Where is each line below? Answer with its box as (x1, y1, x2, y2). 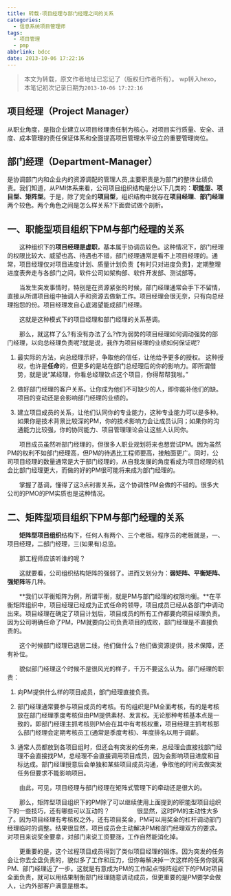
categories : (7, 17, 41, 23)
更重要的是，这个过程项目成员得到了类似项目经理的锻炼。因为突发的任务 (19, 847, 224, 855)
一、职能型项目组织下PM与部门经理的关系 (7, 223, 184, 235)
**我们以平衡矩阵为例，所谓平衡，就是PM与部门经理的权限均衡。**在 (19, 592, 215, 600)
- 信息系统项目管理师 (13, 23, 66, 30)
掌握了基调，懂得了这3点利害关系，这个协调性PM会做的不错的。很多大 (19, 480, 219, 489)
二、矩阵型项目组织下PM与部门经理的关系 (7, 511, 184, 523)
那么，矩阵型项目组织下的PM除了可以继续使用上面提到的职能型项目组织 (19, 798, 221, 806)
